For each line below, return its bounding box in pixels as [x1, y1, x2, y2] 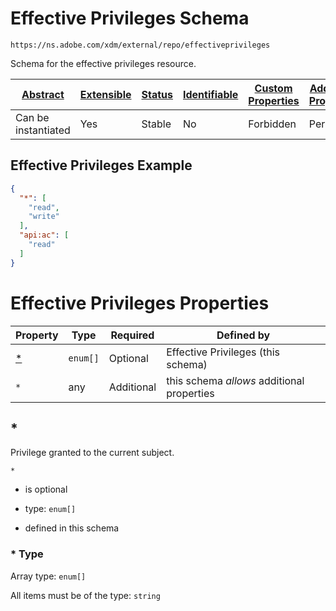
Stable [141, 117, 172, 131]
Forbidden [248, 117, 297, 131]
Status [141, 87, 173, 101]
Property [15, 328, 59, 342]
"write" [28, 212, 60, 222]
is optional [24, 483, 68, 496]
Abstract [21, 87, 65, 101]
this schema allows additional [166, 373, 305, 387]
